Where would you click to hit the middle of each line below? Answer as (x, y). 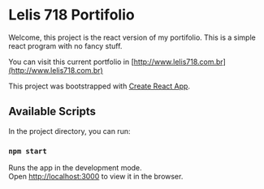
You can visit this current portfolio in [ (71, 62)
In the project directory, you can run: (69, 131)
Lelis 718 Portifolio (72, 15)
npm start (28, 151)
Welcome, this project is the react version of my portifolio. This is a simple (132, 37)
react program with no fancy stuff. (65, 45)
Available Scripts (52, 112)
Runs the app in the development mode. (75, 168)
